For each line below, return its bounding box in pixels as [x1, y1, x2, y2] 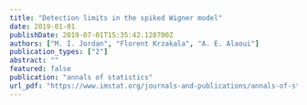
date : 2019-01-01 [9, 22, 76, 31]
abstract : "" [9, 56, 59, 65]
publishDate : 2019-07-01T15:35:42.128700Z [9, 30, 174, 39]
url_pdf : [9, 81, 43, 90]
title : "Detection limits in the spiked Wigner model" [9, 13, 223, 23]
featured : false [9, 65, 71, 74]
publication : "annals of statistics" [9, 73, 153, 82]
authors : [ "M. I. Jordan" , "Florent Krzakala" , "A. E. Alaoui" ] [9, 38, 259, 48]
